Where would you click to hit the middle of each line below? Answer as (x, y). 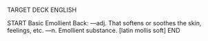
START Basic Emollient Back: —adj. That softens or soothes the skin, (104, 23)
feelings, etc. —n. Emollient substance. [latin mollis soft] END (94, 30)
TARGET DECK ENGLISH (42, 10)
